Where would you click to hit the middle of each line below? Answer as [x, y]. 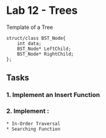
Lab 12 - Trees [42, 11]
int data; [30, 43]
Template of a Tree [30, 27]
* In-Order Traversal [33, 124]
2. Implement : [28, 111]
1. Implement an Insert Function [53, 95]
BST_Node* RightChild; [45, 54]
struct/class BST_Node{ [36, 38]
